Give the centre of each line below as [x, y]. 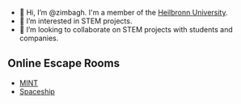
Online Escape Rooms [64, 63]
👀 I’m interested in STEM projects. [76, 21]
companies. [39, 38]
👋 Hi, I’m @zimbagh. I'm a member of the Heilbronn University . [123, 12]
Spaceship [37, 91]
